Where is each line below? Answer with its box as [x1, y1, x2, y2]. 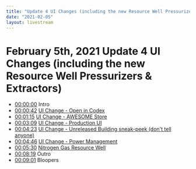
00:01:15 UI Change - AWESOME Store [14, 113, 107, 120]
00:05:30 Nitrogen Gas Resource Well [14, 144, 106, 152]
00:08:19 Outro [14, 150, 51, 157]
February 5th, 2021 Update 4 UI [6, 44, 160, 58]
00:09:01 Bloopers [14, 157, 60, 164]
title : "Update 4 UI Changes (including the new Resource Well [6, 8, 163, 15]
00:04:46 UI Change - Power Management [14, 138, 118, 145]
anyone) [14, 132, 35, 139]
